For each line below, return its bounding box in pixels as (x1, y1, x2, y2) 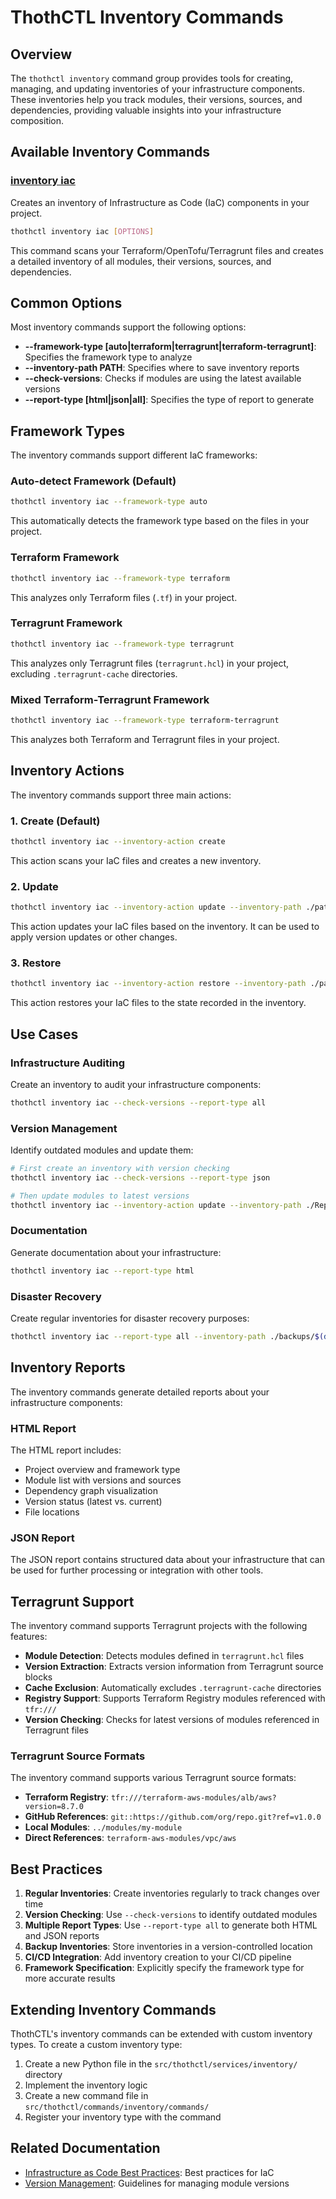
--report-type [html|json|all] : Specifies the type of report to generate (24, 394, 315, 406)
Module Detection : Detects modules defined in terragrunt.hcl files (24, 1650, 305, 1662)
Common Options (10, 294, 123, 311)
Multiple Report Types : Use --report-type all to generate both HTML (24, 1919, 318, 1931)
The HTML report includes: (10, 1444, 122, 1456)
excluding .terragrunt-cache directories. (10, 667, 178, 680)
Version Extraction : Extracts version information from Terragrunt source (24, 1661, 324, 1673)
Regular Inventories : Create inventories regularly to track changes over (24, 1887, 320, 1900)
